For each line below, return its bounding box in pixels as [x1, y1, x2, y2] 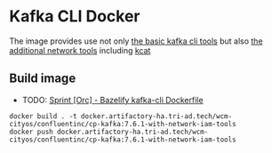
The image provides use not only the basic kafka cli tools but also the [9, 36, 264, 46]
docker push [9, 127, 53, 136]
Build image [9, 71, 76, 86]
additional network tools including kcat [9, 44, 151, 55]
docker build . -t [9, 111, 77, 121]
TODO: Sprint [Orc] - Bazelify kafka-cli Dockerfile [21, 94, 204, 105]
